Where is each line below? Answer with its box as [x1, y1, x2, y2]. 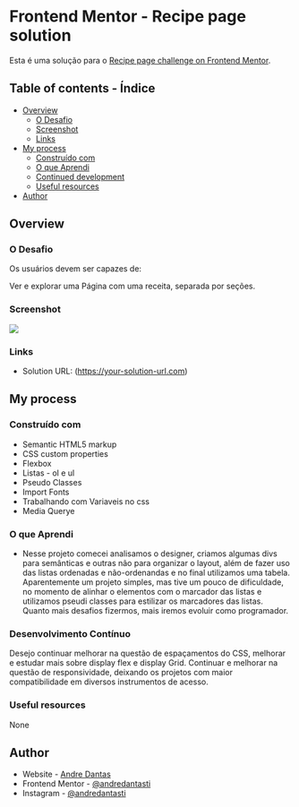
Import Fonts [21, 486, 70, 497]
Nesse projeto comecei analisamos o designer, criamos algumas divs [21, 548, 278, 559]
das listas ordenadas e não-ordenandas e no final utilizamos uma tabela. [21, 567, 291, 579]
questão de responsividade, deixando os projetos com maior [9, 667, 233, 678]
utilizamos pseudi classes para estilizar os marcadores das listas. [21, 596, 264, 606]
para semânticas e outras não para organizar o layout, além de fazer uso [21, 558, 291, 569]
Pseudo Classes [21, 476, 82, 487]
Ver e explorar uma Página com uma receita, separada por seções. [9, 280, 256, 292]
